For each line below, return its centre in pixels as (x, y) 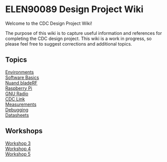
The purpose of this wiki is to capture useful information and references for (84, 33)
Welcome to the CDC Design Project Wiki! (49, 23)
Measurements (21, 104)
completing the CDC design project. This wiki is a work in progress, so (78, 38)
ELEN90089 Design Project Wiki (74, 9)
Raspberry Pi (19, 88)
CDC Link (15, 99)
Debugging (17, 109)
